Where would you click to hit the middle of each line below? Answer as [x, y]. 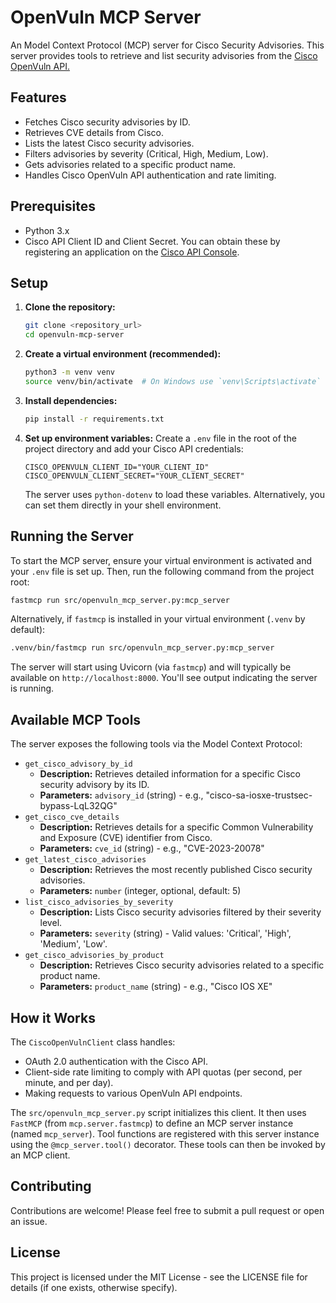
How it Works [53, 1017]
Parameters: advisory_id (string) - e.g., [121, 795]
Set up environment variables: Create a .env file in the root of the [160, 438]
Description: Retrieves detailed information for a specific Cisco [170, 774]
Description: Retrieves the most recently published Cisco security [176, 870]
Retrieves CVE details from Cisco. [94, 132]
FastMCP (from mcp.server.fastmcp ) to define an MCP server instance [152, 1123]
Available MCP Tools [76, 719]
